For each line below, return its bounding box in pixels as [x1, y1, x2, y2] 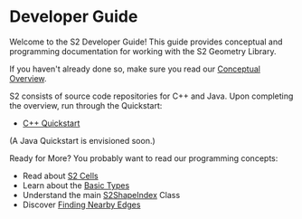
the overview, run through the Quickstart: [9, 100, 163, 110]
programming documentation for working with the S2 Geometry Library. [9, 45, 277, 56]
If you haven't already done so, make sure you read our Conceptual [9, 63, 260, 74]
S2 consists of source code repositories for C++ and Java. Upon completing [9, 90, 294, 101]
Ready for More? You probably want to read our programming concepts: [9, 152, 278, 164]
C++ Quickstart [22, 118, 80, 129]
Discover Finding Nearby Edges [22, 199, 141, 210]
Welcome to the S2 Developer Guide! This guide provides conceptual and [9, 36, 283, 47]
